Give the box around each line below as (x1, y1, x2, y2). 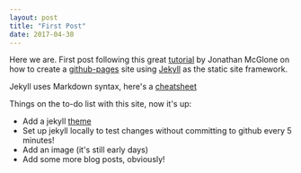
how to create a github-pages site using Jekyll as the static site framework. (9, 64, 288, 74)
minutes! (22, 135, 56, 146)
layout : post (9, 13, 58, 22)
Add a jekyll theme (22, 116, 92, 126)
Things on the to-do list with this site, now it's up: (9, 99, 192, 109)
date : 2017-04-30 (9, 30, 75, 39)
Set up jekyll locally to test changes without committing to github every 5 (22, 125, 292, 136)
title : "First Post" (9, 22, 87, 30)
